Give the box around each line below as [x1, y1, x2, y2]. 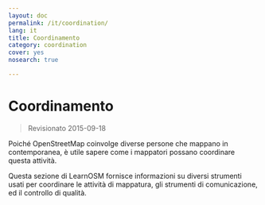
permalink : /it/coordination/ [8, 19, 109, 27]
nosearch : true [8, 56, 59, 64]
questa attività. [8, 156, 57, 165]
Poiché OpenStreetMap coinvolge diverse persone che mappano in [8, 138, 228, 148]
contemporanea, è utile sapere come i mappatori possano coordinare [8, 147, 236, 157]
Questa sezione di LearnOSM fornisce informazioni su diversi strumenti [8, 171, 243, 180]
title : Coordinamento [8, 33, 80, 42]
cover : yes [8, 48, 45, 56]
